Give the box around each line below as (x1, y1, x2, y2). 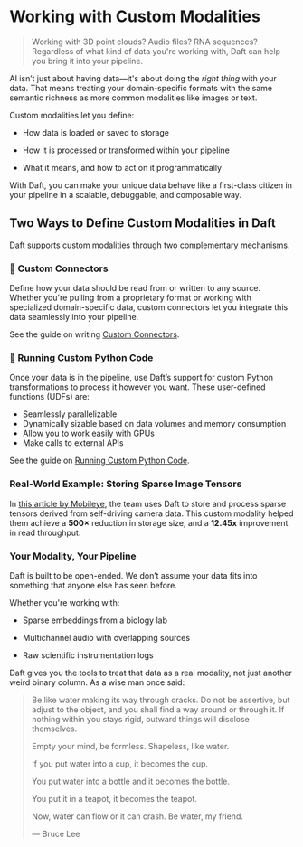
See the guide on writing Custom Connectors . (9, 329, 180, 340)
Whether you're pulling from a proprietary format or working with (9, 292, 251, 304)
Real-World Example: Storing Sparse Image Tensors (9, 477, 242, 490)
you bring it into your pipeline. (31, 55, 143, 66)
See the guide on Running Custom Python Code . (9, 455, 190, 466)
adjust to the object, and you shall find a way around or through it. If (31, 703, 285, 715)
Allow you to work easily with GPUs (22, 428, 156, 439)
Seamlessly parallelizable (22, 409, 118, 419)
